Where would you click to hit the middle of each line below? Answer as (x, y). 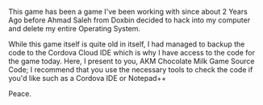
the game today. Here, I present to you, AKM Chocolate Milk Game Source (131, 61)
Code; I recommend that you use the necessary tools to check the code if (131, 70)
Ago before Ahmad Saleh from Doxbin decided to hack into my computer (129, 20)
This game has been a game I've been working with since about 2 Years (128, 12)
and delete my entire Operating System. (75, 28)
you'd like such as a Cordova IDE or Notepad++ (88, 78)
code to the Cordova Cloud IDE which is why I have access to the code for (132, 52)
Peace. (20, 94)
